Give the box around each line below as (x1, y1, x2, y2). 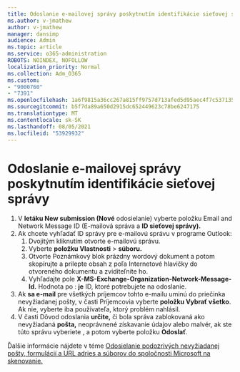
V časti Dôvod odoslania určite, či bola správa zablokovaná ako (17, 313, 205, 321)
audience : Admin (7, 37, 56, 44)
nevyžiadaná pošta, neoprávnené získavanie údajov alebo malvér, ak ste (17, 320, 232, 329)
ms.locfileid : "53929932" (7, 130, 84, 137)
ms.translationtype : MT (7, 110, 79, 117)
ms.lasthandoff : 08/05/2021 (7, 123, 91, 130)
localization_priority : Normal (7, 63, 101, 71)
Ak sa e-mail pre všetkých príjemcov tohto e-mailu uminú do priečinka (17, 290, 226, 299)
